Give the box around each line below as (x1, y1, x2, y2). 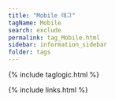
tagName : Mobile (8, 19, 61, 27)
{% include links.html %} (8, 85, 88, 95)
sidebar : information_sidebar (8, 41, 108, 49)
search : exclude (8, 26, 61, 34)
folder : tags (8, 48, 51, 56)
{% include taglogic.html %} (8, 70, 100, 79)
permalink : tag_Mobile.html (8, 33, 101, 42)
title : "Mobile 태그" (8, 11, 76, 20)
